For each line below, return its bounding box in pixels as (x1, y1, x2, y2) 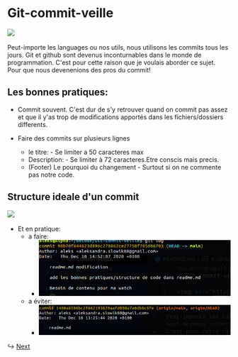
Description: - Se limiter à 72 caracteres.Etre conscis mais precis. (28, 155, 220, 164)
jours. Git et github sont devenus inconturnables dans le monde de (7, 50, 202, 59)
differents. (17, 120, 48, 128)
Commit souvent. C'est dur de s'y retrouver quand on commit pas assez (17, 105, 228, 114)
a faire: (28, 232, 49, 241)
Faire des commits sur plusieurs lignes (17, 133, 130, 143)
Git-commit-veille (7, 5, 114, 21)
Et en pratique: (17, 224, 61, 233)
